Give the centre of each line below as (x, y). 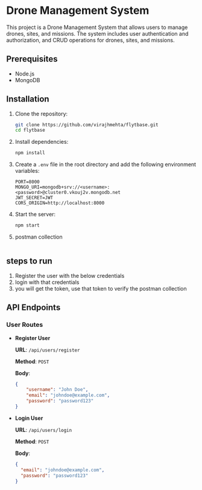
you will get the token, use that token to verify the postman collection (101, 288)
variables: (27, 171)
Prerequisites (32, 59)
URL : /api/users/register (47, 350)
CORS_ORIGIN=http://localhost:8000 (60, 203)
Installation (28, 99)
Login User (29, 418)
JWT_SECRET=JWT (34, 198)
